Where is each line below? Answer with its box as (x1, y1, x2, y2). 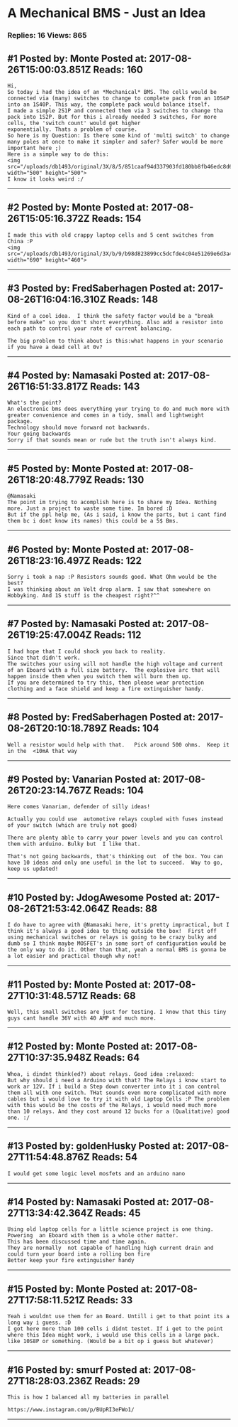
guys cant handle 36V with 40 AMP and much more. (7, 1015, 157, 1022)
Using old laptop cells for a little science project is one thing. (7, 1226, 214, 1233)
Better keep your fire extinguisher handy (7, 1257, 135, 1264)
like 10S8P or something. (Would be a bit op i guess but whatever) (7, 1338, 214, 1345)
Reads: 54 (91, 1151, 138, 1163)
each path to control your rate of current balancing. (7, 325, 173, 332)
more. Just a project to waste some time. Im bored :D (7, 505, 173, 513)
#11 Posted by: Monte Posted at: (7, 978, 152, 990)
